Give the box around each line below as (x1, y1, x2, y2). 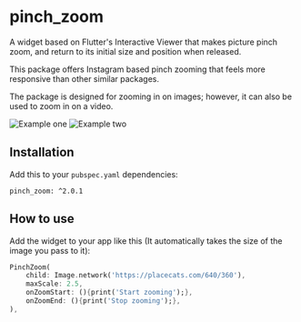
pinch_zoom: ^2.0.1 (9, 186, 84, 196)
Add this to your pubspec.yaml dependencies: (9, 168, 179, 179)
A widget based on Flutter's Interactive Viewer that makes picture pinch (9, 36, 278, 47)
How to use (9, 211, 75, 226)
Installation (9, 145, 75, 160)
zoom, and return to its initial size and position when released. (9, 45, 242, 56)
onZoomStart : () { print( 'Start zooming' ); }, (25, 288, 194, 297)
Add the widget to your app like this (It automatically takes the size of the (9, 235, 283, 247)
